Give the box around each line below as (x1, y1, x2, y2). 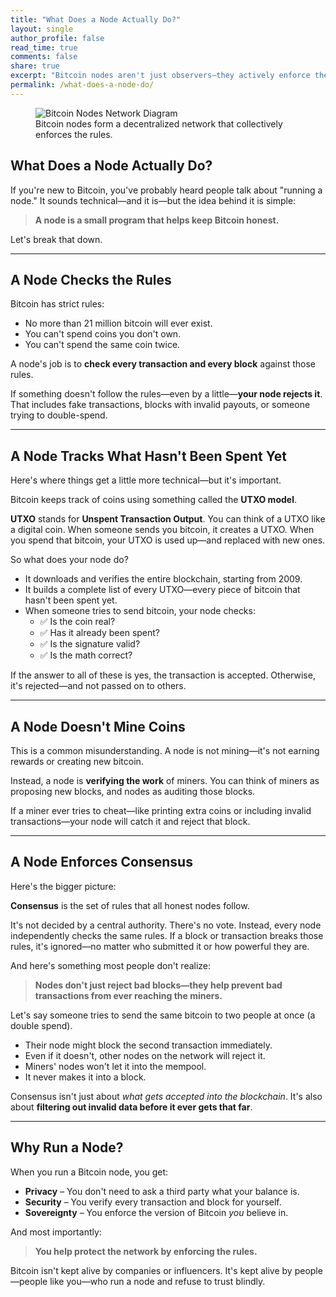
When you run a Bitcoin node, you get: (10, 1166, 169, 1178)
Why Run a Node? (10, 1139, 124, 1156)
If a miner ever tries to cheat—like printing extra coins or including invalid (10, 805, 312, 816)
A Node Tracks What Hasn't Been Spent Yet (10, 447, 288, 465)
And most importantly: (10, 1226, 102, 1238)
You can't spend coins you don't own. (24, 328, 182, 340)
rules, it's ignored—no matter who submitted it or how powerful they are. (10, 940, 310, 952)
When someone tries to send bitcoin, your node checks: (24, 605, 256, 617)
